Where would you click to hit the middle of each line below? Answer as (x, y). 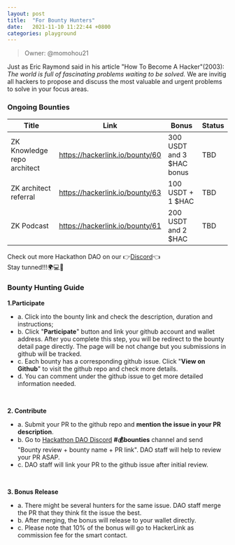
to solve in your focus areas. (48, 89)
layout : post (26, 14)
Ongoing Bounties (38, 107)
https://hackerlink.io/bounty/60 (110, 155)
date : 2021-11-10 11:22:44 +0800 (59, 27)
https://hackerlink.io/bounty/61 (110, 226)
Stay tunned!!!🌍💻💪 (36, 267)
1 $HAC (181, 201)
